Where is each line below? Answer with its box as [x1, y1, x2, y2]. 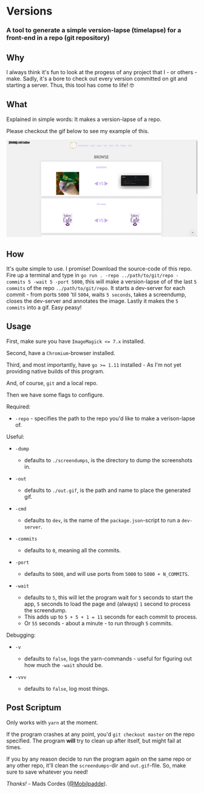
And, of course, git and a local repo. [6, 379, 98, 387]
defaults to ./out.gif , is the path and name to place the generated [24, 487, 191, 494]
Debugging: [6, 631, 36, 639]
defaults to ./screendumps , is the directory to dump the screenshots [24, 456, 192, 463]
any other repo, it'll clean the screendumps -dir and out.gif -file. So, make [6, 761, 186, 769]
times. [6, 743, 22, 750]
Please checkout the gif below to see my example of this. [6, 127, 149, 134]
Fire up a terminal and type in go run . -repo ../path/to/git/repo [6, 271, 174, 279]
